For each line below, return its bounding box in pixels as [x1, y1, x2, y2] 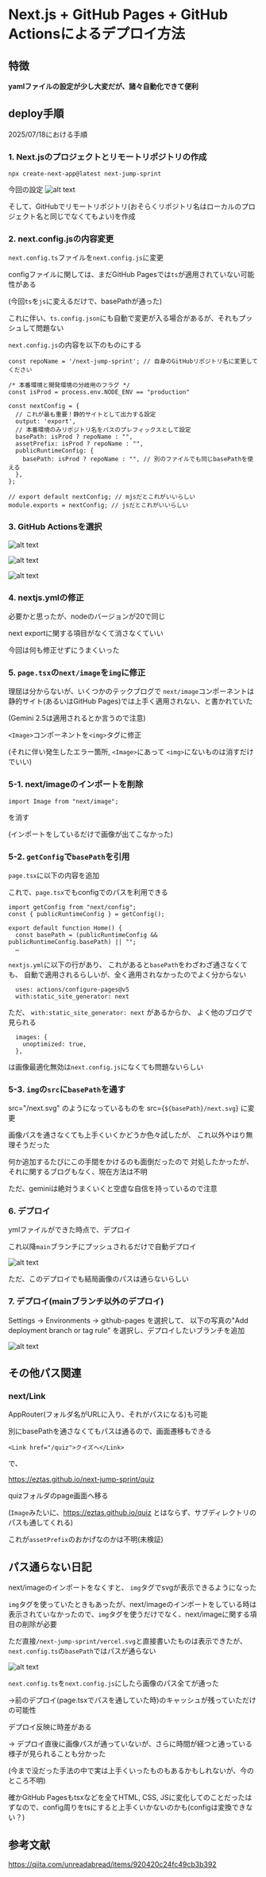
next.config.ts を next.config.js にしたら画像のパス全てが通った [8, 1679, 220, 1688]
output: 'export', [15, 418, 77, 426]
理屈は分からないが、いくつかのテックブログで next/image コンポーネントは [8, 687, 255, 696]
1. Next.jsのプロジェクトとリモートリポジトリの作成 [8, 151, 207, 162]
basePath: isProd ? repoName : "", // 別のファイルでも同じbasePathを [22, 455, 248, 464]
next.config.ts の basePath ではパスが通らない [8, 1646, 156, 1656]
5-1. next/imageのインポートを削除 [8, 779, 144, 790]
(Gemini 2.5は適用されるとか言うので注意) [8, 713, 146, 723]
